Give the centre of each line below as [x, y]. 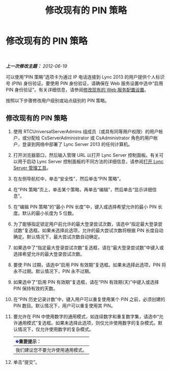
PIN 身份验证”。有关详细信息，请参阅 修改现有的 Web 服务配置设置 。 [77, 89]
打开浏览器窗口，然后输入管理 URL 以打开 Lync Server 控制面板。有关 [86, 155]
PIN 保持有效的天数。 [35, 288]
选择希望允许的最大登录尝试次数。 [49, 254]
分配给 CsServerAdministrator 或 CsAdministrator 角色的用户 [90, 138]
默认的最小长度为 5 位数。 [49, 213]
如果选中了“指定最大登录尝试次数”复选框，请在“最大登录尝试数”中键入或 [89, 248]
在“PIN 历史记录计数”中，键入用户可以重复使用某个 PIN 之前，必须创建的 [89, 299]
